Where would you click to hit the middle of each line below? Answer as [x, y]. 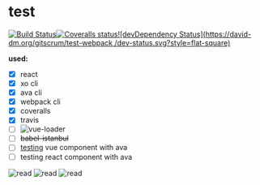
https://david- [228, 34]
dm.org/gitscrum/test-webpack [61, 42]
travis [29, 120]
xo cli [29, 83]
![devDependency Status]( [162, 34]
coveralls [35, 111]
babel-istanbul [44, 138]
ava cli [31, 92]
